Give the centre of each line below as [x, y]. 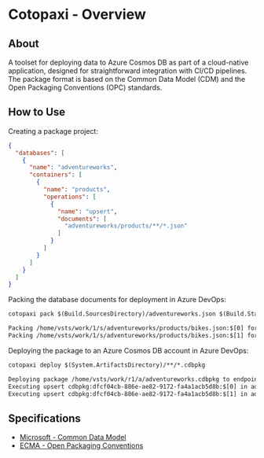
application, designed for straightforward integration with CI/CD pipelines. [128, 71]
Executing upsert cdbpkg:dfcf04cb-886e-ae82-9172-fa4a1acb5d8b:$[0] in [128, 386]
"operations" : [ [70, 197]
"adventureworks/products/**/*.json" [126, 226]
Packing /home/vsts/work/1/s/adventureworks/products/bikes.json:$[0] [126, 328]
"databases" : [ [40, 153]
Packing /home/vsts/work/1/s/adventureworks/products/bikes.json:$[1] [126, 336]
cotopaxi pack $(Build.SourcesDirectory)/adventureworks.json [112, 314]
